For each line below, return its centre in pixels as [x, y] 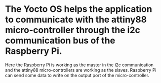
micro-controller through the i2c [73, 30]
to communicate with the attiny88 [76, 20]
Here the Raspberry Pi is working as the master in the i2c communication [80, 65]
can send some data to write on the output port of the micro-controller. [77, 75]
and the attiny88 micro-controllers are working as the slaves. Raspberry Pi [81, 70]
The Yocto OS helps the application [79, 9]
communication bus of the [60, 41]
